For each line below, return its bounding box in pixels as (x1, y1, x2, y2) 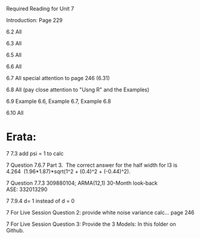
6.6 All (6, 63, 22, 70)
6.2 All (6, 28, 22, 35)
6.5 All (6, 51, 22, 59)
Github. (6, 226, 24, 234)
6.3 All (6, 40, 22, 47)
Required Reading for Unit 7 (6, 5, 75, 12)
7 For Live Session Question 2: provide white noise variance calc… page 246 (6, 209, 195, 216)
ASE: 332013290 (6, 185, 48, 193)
